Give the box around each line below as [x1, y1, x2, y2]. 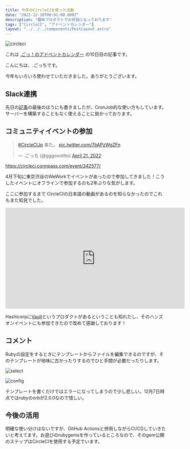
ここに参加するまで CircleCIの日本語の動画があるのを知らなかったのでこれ [5, 190, 163, 197]
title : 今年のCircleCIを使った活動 [5, 7, 74, 13]
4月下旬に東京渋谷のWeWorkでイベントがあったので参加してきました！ [5, 173, 156, 180]
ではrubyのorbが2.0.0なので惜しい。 [9, 395, 87, 401]
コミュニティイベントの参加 [5, 127, 93, 136]
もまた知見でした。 [5, 197, 46, 203]
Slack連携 [5, 89, 37, 98]
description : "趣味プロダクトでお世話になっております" [5, 17, 112, 22]
